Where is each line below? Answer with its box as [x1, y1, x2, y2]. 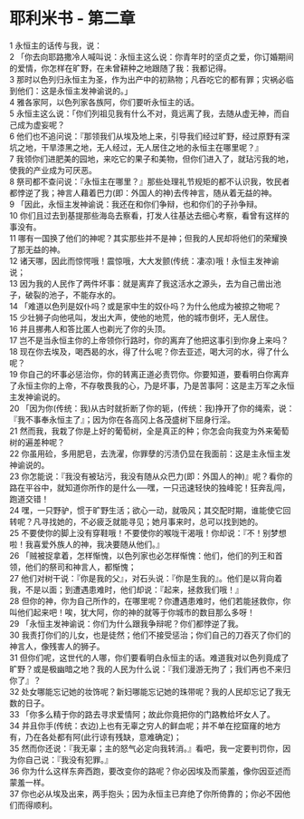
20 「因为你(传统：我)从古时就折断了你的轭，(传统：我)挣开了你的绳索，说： [9, 403, 295, 414]
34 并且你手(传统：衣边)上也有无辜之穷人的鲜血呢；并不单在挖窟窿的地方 [9, 720, 281, 731]
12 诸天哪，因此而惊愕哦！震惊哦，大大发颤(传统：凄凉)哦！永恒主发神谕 [9, 255, 280, 266]
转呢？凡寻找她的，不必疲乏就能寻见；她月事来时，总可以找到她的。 [9, 516, 263, 527]
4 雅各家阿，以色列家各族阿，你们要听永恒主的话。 [9, 96, 199, 107]
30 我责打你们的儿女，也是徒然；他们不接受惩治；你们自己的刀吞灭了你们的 [9, 629, 291, 640]
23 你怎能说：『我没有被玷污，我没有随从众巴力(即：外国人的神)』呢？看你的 [9, 471, 293, 482]
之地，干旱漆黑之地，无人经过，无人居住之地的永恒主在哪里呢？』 [16, 141, 263, 152]
